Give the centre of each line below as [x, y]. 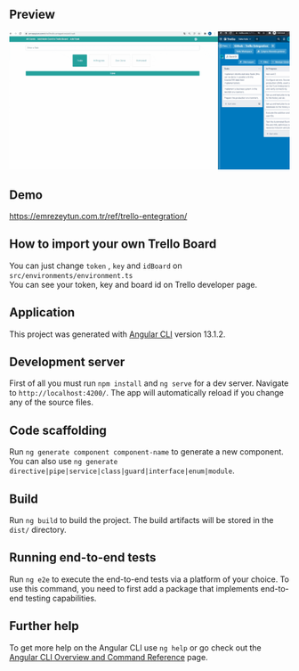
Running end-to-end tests [83, 557]
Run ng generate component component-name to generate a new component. [147, 452]
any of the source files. [51, 402]
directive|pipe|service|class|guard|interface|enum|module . [122, 471]
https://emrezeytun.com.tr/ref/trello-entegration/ [98, 216]
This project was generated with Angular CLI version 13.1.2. [117, 334]
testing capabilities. [61, 598]
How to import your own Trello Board [113, 244]
